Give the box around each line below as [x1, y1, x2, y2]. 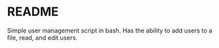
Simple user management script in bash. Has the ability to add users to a [7, 26, 213, 34]
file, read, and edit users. [7, 33, 78, 41]
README [7, 4, 59, 20]
